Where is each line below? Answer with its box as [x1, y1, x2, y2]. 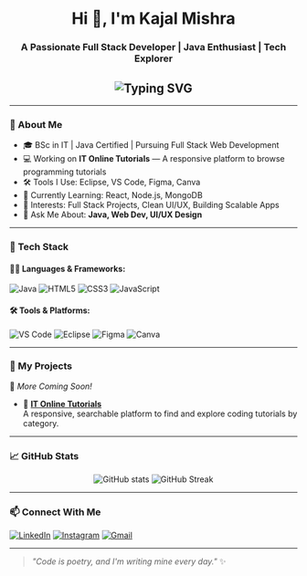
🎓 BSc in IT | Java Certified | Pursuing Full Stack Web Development [22, 140, 280, 151]
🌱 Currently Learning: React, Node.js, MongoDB [22, 190, 203, 201]
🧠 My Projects [9, 360, 73, 372]
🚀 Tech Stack [9, 241, 69, 254]
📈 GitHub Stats [9, 449, 79, 462]
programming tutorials [22, 166, 107, 177]
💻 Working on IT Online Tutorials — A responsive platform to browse [22, 153, 285, 164]
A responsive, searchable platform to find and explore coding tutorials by [22, 408, 298, 419]
